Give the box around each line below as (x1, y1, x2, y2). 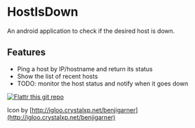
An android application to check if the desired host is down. (7, 27, 175, 35)
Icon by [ (7, 105, 32, 114)
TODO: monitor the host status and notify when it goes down (16, 79, 189, 88)
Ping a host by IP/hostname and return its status (16, 64, 153, 73)
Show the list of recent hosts (16, 72, 98, 80)
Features (7, 47, 46, 58)
